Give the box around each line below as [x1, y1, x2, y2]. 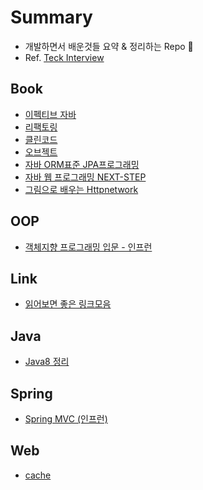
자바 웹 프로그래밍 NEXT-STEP [24, 171, 147, 183]
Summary [10, 6, 93, 29]
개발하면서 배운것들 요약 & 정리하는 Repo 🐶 [24, 40, 194, 52]
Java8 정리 [24, 356, 70, 368]
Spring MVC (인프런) [24, 413, 108, 425]
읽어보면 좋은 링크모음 [24, 298, 112, 310]
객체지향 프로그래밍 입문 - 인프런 [24, 241, 153, 253]
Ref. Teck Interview [24, 51, 105, 63]
